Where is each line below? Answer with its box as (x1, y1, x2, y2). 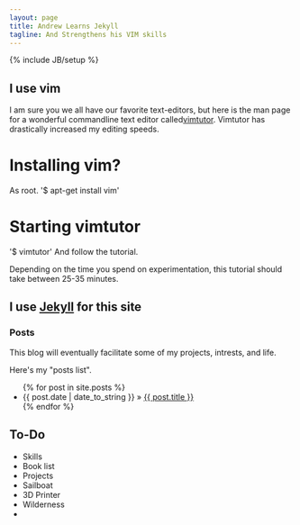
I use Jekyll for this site (9, 299, 142, 315)
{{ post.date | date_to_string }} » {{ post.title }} (22, 391, 195, 402)
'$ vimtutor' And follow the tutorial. (9, 247, 139, 258)
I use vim (9, 80, 61, 95)
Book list (22, 460, 56, 471)
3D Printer (22, 489, 61, 500)
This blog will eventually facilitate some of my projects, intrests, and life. (9, 347, 277, 358)
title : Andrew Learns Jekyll (9, 22, 119, 31)
